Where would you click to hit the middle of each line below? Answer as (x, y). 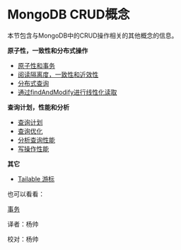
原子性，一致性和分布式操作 (48, 50)
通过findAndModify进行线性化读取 (67, 92)
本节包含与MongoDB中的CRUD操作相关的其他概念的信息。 (93, 35)
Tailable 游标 (36, 178)
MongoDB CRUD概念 (69, 15)
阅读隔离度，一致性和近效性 (58, 74)
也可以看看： (26, 194)
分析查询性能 (36, 140)
